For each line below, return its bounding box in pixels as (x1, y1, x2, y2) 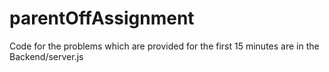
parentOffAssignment (9, 7, 195, 30)
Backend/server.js (9, 50, 84, 62)
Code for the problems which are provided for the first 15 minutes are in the (9, 40, 320, 52)
